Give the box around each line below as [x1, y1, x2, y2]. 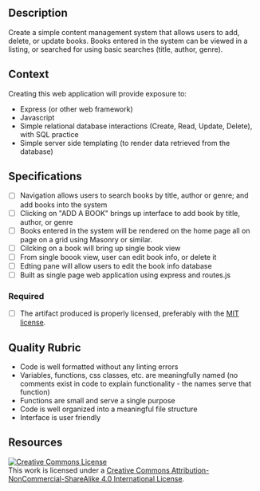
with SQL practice [19, 129, 79, 139]
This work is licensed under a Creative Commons [8, 465, 170, 475]
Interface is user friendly [19, 413, 101, 422]
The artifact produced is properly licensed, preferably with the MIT [19, 308, 239, 318]
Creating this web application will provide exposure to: [8, 88, 187, 98]
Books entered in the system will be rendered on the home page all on [19, 226, 250, 235]
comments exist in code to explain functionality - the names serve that [19, 379, 251, 389]
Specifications [8, 170, 82, 183]
